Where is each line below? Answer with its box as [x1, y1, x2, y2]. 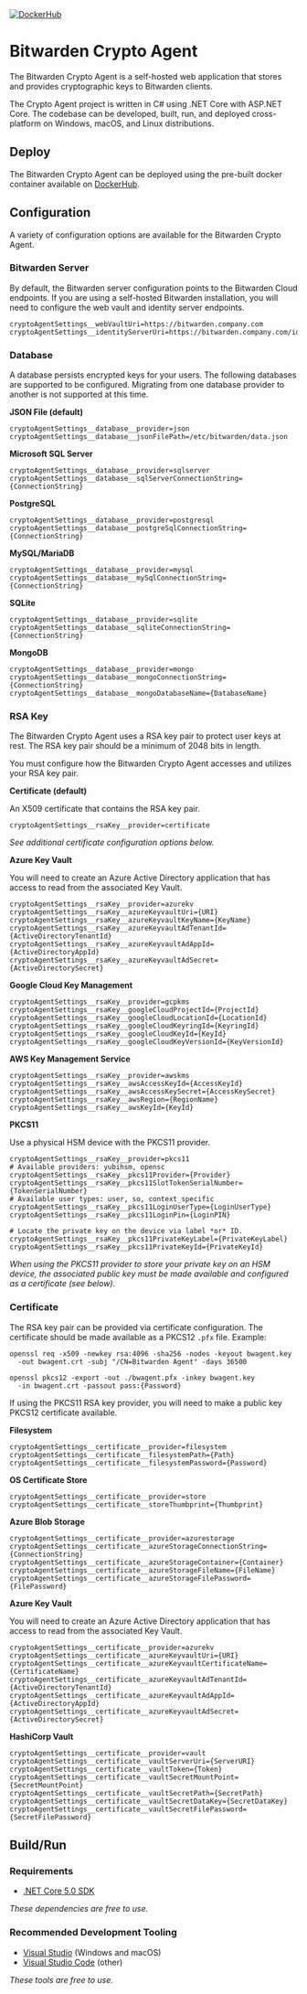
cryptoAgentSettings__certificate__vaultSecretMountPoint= [9, 1773, 239, 1782]
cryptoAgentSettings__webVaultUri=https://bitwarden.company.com [9, 319, 263, 328]
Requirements [9, 1865, 74, 1878]
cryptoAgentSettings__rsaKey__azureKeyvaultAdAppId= [9, 940, 215, 949]
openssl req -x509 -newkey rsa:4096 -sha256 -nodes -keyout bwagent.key [9, 1349, 292, 1359]
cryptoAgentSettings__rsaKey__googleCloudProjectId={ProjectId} [9, 1006, 259, 1015]
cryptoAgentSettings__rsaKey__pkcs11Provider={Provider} [9, 1170, 231, 1180]
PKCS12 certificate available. [9, 1407, 118, 1418]
